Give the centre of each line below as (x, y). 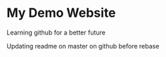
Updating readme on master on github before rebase (83, 46)
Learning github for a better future (56, 32)
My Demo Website (62, 13)
